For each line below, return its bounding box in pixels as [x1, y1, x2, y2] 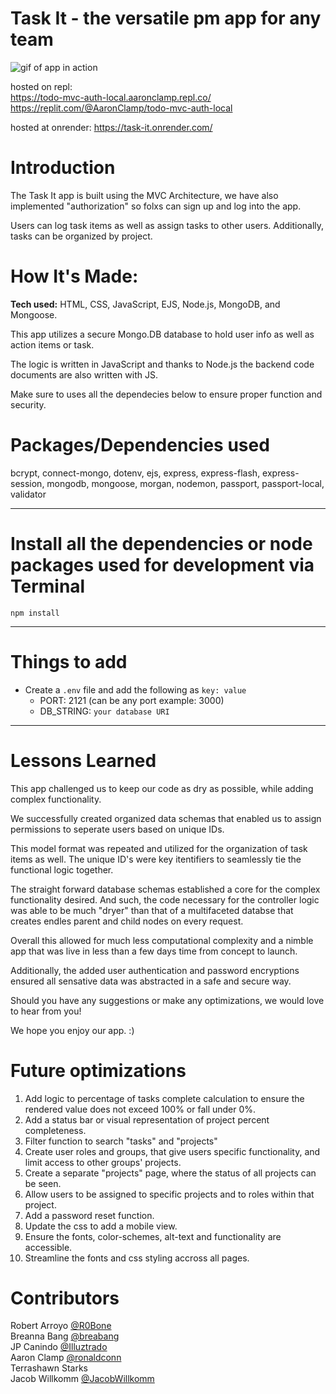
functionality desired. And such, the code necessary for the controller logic [10, 893, 320, 906]
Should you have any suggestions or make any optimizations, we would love [10, 994, 325, 1006]
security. [10, 398, 47, 411]
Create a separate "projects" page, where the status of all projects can [24, 1167, 317, 1179]
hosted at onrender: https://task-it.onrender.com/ [10, 121, 213, 133]
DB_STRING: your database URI [39, 705, 170, 717]
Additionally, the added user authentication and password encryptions [10, 964, 300, 976]
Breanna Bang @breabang [10, 1330, 120, 1342]
